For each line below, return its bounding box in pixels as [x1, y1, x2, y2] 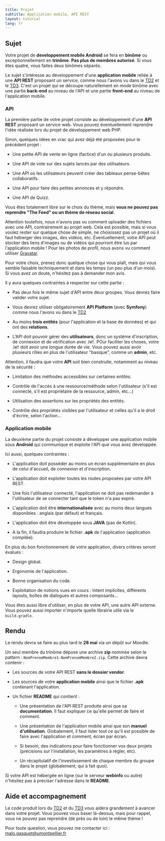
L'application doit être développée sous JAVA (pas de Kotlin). [12, 520, 137, 526]
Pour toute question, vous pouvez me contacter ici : [5, 825, 110, 831]
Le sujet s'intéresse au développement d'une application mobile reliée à [5, 72, 153, 78]
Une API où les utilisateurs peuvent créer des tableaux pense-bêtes [12, 170, 150, 176]
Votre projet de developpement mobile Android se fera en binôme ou [5, 52, 148, 58]
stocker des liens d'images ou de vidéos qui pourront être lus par [5, 240, 137, 246]
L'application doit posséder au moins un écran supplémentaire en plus [12, 461, 155, 467]
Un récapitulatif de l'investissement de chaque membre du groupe [19, 758, 154, 764]
